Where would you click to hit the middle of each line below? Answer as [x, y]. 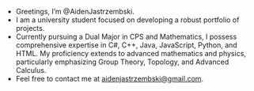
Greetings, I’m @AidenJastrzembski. [75, 11]
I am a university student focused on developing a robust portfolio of [127, 20]
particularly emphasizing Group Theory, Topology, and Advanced [122, 62]
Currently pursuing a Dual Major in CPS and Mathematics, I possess [126, 36]
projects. [30, 28]
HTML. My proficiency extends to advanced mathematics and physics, [131, 53]
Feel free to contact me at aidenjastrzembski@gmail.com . [110, 79]
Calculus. [31, 70]
